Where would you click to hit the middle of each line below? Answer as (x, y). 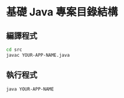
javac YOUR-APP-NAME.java (38, 55)
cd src (14, 50)
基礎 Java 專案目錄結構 (62, 12)
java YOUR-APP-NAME (30, 89)
